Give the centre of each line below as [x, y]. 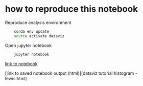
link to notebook [21, 64]
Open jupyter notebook [28, 45]
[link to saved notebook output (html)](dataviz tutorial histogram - [71, 73]
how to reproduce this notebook [71, 9]
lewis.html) [16, 78]
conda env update [32, 31]
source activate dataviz [39, 36]
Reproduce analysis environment [38, 22]
